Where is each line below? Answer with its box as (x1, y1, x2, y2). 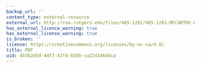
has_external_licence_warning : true (6, 25, 98, 31)
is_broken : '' (6, 36, 42, 42)
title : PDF (6, 47, 33, 53)
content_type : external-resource (6, 14, 90, 20)
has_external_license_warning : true (6, 31, 98, 37)
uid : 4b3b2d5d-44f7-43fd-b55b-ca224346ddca (6, 53, 117, 59)
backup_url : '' (6, 8, 44, 15)
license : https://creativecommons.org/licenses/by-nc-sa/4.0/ (6, 42, 165, 48)
